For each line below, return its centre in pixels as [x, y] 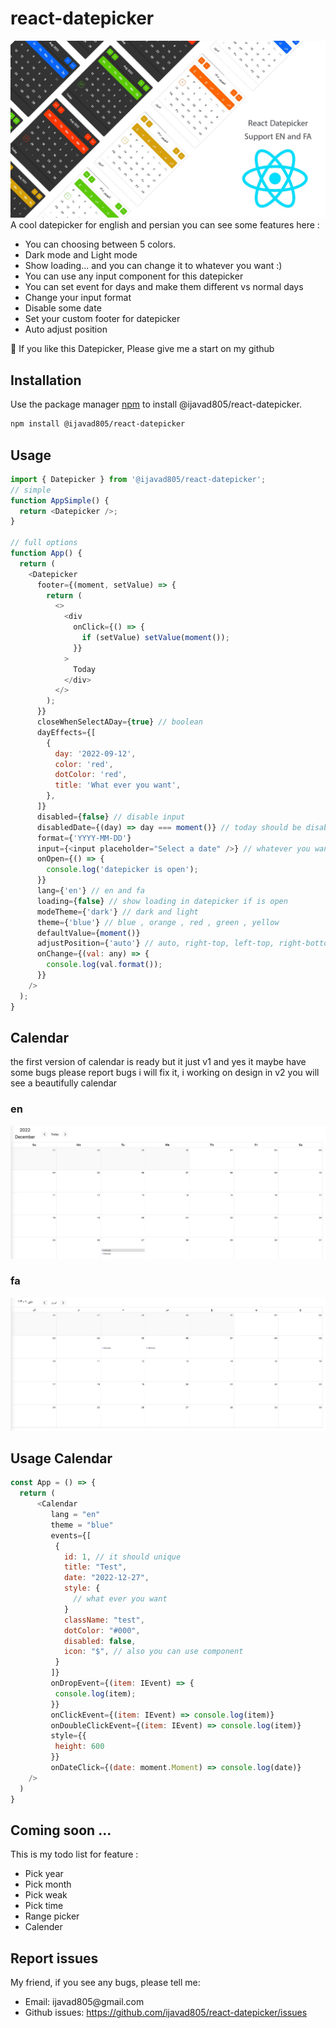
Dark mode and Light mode [81, 255]
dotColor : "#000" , [102, 1630]
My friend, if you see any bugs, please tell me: [105, 1983]
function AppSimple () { [60, 500]
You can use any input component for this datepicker [134, 276]
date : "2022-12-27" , [106, 1578]
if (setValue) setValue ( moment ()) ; [155, 638]
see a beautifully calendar [64, 1083]
